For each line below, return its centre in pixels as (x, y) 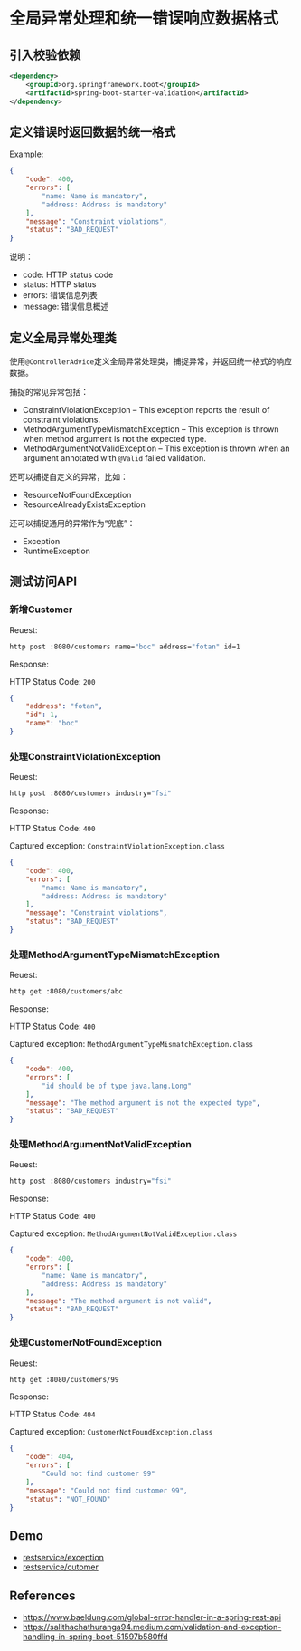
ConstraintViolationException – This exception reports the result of (146, 410)
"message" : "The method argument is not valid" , (119, 1301)
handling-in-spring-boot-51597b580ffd (95, 1637)
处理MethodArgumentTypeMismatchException (114, 955)
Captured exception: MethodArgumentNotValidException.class (123, 1233)
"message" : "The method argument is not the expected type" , (143, 1103)
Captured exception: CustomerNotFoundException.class (111, 1432)
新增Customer (41, 610)
